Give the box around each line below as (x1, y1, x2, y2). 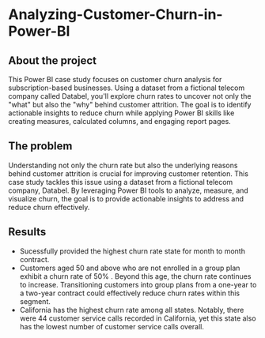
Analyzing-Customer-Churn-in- (8, 6, 223, 24)
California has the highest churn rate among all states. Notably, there (19, 305, 244, 314)
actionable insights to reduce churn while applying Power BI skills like (8, 108, 235, 118)
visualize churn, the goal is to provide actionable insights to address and (8, 193, 244, 203)
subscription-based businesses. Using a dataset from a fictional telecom (8, 83, 245, 92)
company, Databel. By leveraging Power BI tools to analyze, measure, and (8, 186, 249, 195)
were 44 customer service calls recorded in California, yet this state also (19, 314, 256, 323)
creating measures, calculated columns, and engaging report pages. (8, 117, 231, 126)
